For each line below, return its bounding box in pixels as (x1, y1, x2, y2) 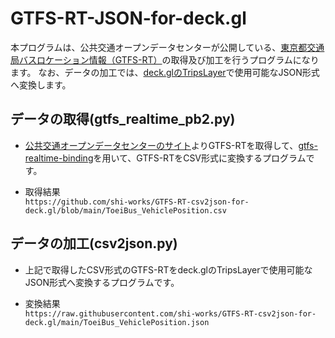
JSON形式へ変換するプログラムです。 (24, 276, 180, 288)
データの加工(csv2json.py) (10, 235, 178, 252)
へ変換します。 (10, 78, 72, 91)
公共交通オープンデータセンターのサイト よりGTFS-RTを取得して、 (24, 139, 299, 151)
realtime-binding (24, 152, 94, 164)
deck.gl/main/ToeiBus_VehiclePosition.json (24, 317, 210, 327)
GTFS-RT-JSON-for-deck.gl (10, 7, 247, 30)
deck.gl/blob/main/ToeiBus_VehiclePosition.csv (24, 205, 227, 216)
